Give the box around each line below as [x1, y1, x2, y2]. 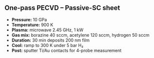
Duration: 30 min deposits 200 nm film [11, 37, 90, 43]
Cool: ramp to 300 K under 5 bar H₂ [11, 42, 84, 48]
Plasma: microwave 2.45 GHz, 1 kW [11, 27, 84, 33]
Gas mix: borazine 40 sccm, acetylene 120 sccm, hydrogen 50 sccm [11, 32, 150, 38]
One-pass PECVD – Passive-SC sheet [4, 4, 120, 12]
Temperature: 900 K [11, 22, 53, 28]
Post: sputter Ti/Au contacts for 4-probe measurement [11, 47, 122, 53]
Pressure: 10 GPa [11, 16, 47, 22]
